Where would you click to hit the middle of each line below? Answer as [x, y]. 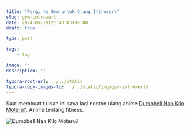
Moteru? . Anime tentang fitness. [45, 110]
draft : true [21, 28]
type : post [19, 39]
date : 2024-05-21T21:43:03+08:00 [47, 22]
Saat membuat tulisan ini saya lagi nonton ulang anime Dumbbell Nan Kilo [95, 104]
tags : [13, 49]
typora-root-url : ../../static [44, 81]
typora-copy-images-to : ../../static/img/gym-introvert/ [77, 87]
